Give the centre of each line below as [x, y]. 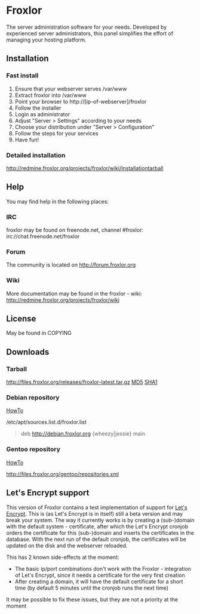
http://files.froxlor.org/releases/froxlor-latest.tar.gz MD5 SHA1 [82, 382]
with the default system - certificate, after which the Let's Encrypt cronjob [97, 526]
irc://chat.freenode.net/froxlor [43, 237]
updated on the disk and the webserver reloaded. [67, 545]
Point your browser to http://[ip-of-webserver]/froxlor [81, 101]
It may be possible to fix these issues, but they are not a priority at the [92, 599]
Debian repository [33, 398]
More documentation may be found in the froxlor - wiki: [74, 294]
